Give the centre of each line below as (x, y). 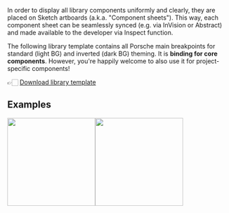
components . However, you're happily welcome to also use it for (101, 61)
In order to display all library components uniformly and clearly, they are (111, 10)
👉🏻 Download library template (52, 82)
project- (208, 61)
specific (19, 69)
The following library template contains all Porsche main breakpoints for (111, 46)
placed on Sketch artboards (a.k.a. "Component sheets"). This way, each (113, 18)
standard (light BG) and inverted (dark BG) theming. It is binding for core (112, 53)
